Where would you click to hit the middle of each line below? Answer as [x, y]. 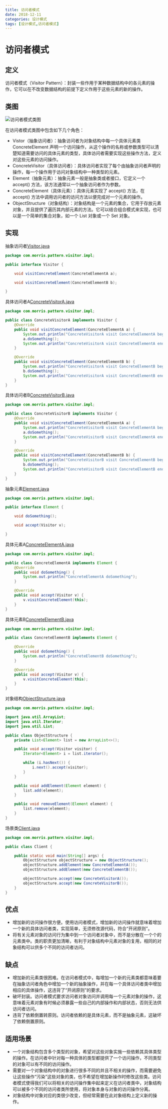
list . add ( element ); [43, 790]
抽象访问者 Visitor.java [27, 246]
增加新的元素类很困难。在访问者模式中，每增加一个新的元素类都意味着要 [87, 977]
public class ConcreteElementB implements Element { [61, 638]
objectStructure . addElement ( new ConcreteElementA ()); [80, 865]
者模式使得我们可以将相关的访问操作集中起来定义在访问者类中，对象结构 [87, 1082]
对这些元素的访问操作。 [36, 159]
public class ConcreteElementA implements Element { [61, 563]
